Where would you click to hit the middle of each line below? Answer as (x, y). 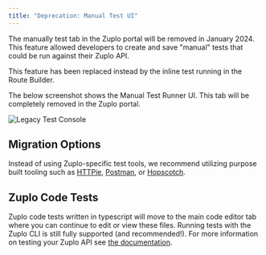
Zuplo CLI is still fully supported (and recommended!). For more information (133, 234)
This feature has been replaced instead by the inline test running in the (125, 71)
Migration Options (55, 145)
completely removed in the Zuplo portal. (74, 103)
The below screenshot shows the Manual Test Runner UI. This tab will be (129, 95)
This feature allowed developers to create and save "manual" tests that (126, 47)
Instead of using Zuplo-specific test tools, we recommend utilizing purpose (133, 164)
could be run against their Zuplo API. (69, 55)
